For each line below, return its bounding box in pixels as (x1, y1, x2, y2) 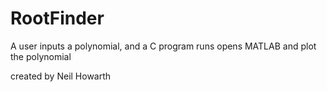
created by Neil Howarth (10, 70, 112, 82)
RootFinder (10, 7, 105, 30)
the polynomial (10, 50, 72, 62)
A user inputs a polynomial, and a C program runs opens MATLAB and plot (10, 40, 317, 52)
